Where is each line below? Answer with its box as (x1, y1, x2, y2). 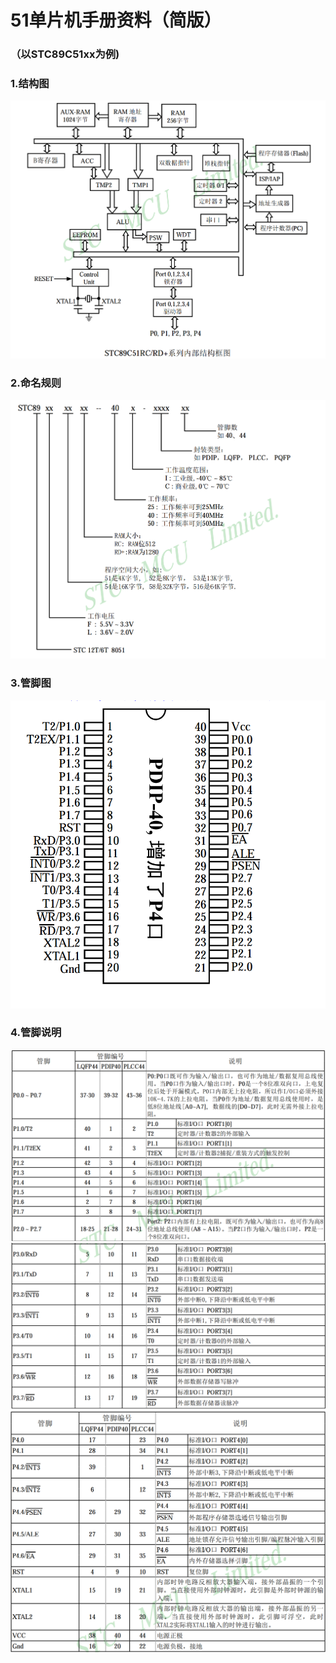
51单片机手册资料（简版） (10, 9, 222, 32)
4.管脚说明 (10, 1026, 62, 1040)
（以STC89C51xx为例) (10, 47, 120, 61)
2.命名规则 (10, 376, 62, 390)
